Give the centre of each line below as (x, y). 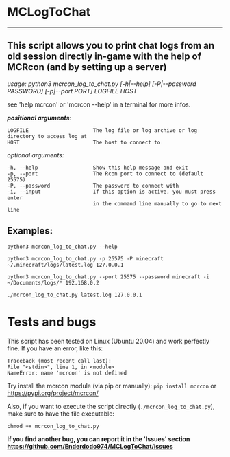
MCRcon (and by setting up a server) (87, 67)
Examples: (30, 231)
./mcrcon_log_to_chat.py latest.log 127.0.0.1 (75, 295)
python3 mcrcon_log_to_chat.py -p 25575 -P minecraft (86, 258)
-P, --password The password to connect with (93, 186)
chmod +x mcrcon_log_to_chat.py (53, 426)
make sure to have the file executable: (61, 414)
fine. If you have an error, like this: (55, 348)
